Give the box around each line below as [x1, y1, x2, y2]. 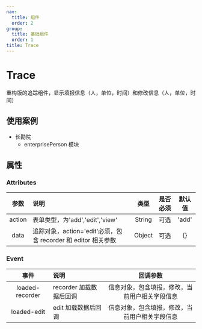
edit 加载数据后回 [53, 303, 102, 312]
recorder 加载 [53, 283, 91, 291]
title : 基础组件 [11, 31, 49, 37]
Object [134, 231, 153, 240]
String [135, 215, 152, 224]
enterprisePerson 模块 [23, 140, 79, 148]
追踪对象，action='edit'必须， [32, 227, 117, 236]
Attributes [6, 178, 37, 187]
